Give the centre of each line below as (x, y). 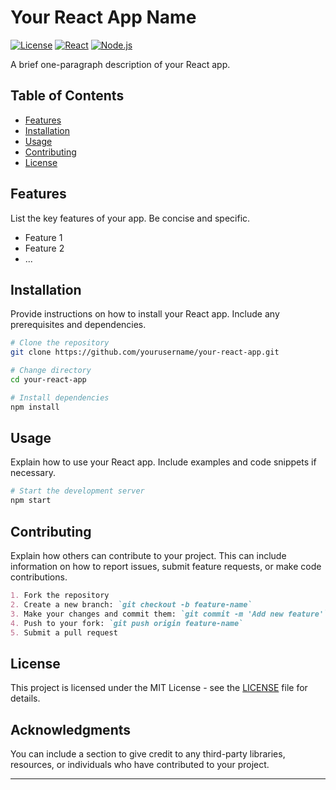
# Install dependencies (60, 397)
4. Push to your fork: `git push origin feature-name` (127, 623)
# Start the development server (77, 491)
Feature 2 (44, 248)
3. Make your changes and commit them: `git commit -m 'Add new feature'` (169, 614)
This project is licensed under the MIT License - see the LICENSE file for (159, 688)
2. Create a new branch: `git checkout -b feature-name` (131, 604)
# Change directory (51, 371)
